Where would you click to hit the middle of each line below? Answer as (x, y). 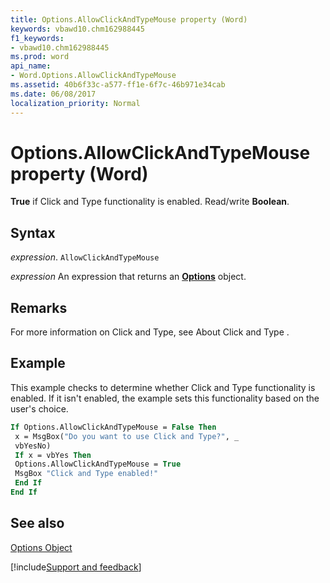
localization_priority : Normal (75, 103)
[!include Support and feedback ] (76, 567)
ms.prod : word (40, 57)
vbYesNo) (33, 446)
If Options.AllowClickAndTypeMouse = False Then (113, 427)
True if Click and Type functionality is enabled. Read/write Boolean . (150, 202)
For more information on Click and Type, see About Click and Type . (150, 332)
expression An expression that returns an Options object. (128, 277)
